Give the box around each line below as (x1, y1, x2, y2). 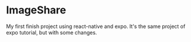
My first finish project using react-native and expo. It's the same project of (6, 23, 186, 30)
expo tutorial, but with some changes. (6, 29, 97, 36)
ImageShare (6, 3, 66, 17)
